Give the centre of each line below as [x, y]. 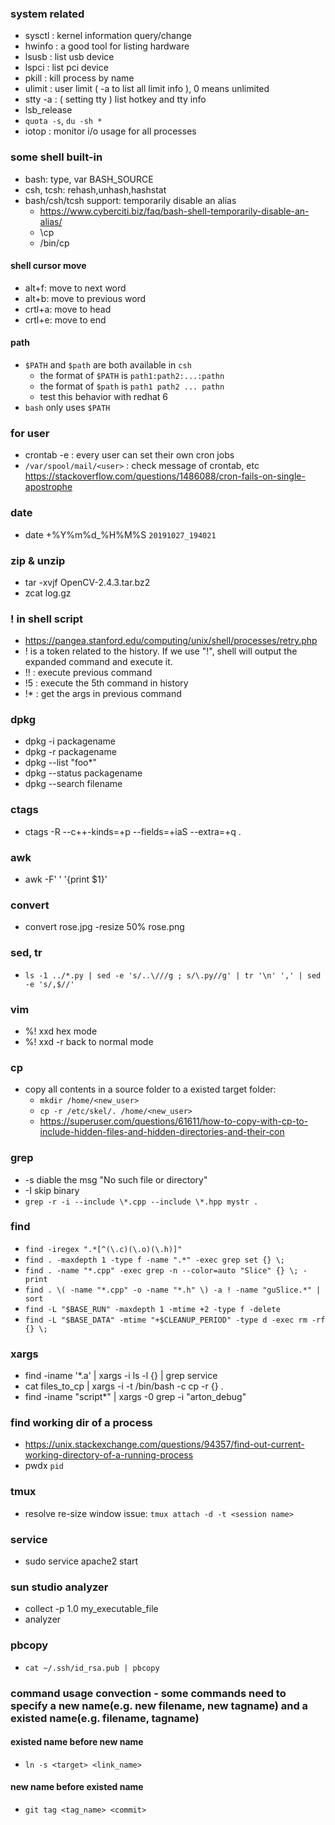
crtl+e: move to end [65, 319]
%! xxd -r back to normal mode [89, 1041]
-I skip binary [52, 1190]
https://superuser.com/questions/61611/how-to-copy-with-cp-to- [174, 1121]
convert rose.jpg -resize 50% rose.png [104, 927]
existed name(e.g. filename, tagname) [105, 1718]
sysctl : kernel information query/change [108, 36]
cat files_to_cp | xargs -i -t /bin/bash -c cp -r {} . [124, 1386]
